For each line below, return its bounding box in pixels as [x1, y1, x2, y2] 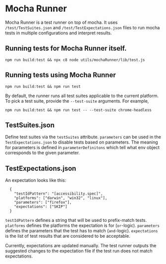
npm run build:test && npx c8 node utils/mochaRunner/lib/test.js [5, 57, 145, 62]
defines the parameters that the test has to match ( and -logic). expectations [5, 228, 158, 234]
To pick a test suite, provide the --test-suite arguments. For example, [5, 98, 149, 104]
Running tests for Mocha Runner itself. [5, 44, 127, 53]
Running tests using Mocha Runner [5, 71, 116, 79]
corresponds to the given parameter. [5, 150, 80, 156]
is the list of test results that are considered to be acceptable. [5, 233, 130, 239]
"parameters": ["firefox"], [14, 200, 72, 205]
